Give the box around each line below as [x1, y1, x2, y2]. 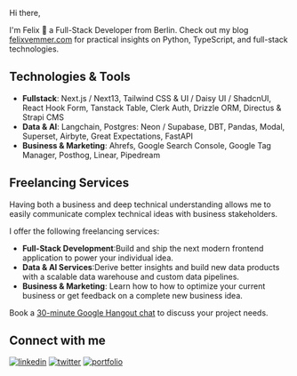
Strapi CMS [21, 111, 65, 123]
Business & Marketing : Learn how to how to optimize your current [21, 280, 266, 292]
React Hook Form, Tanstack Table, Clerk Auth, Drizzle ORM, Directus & [21, 102, 282, 113]
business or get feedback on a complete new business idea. [21, 290, 243, 300]
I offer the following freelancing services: [9, 226, 160, 236]
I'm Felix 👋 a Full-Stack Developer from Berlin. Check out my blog [9, 25, 249, 35]
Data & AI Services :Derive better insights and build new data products [21, 261, 280, 272]
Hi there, [9, 8, 41, 18]
